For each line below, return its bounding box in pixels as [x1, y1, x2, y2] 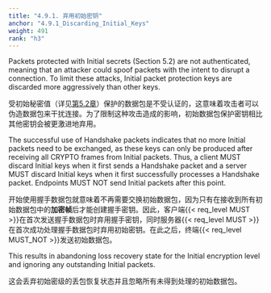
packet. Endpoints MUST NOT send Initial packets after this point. [8, 178, 227, 188]
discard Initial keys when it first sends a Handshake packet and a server [8, 161, 248, 170]
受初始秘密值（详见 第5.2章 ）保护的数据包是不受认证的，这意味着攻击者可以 [8, 98, 260, 109]
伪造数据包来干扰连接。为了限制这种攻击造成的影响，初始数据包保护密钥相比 [8, 109, 263, 119]
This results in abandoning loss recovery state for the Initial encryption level [8, 251, 261, 261]
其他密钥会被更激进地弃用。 [8, 119, 101, 129]
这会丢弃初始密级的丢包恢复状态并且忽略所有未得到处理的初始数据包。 [8, 276, 242, 287]
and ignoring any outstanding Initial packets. [8, 260, 156, 270]
